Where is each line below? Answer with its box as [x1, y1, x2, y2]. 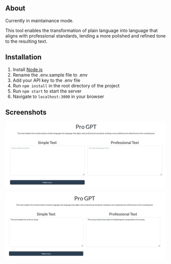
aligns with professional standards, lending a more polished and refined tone [5, 32, 166, 39]
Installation [5, 53, 42, 61]
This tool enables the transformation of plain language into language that [5, 27, 158, 34]
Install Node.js [12, 66, 43, 73]
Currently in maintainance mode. [5, 17, 74, 23]
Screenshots [5, 108, 47, 117]
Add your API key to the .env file [12, 77, 80, 83]
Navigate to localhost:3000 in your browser [12, 93, 104, 100]
